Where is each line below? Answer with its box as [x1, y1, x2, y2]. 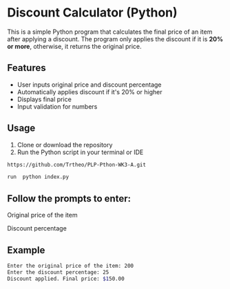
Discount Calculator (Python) [7, 5, 178, 21]
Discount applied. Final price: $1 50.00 [7, 275, 125, 282]
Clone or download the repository [17, 140, 113, 149]
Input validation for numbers [17, 102, 98, 111]
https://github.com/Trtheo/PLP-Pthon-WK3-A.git [7, 161, 147, 168]
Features [7, 62, 46, 74]
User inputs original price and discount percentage [17, 81, 162, 89]
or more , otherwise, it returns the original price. [7, 42, 143, 50]
